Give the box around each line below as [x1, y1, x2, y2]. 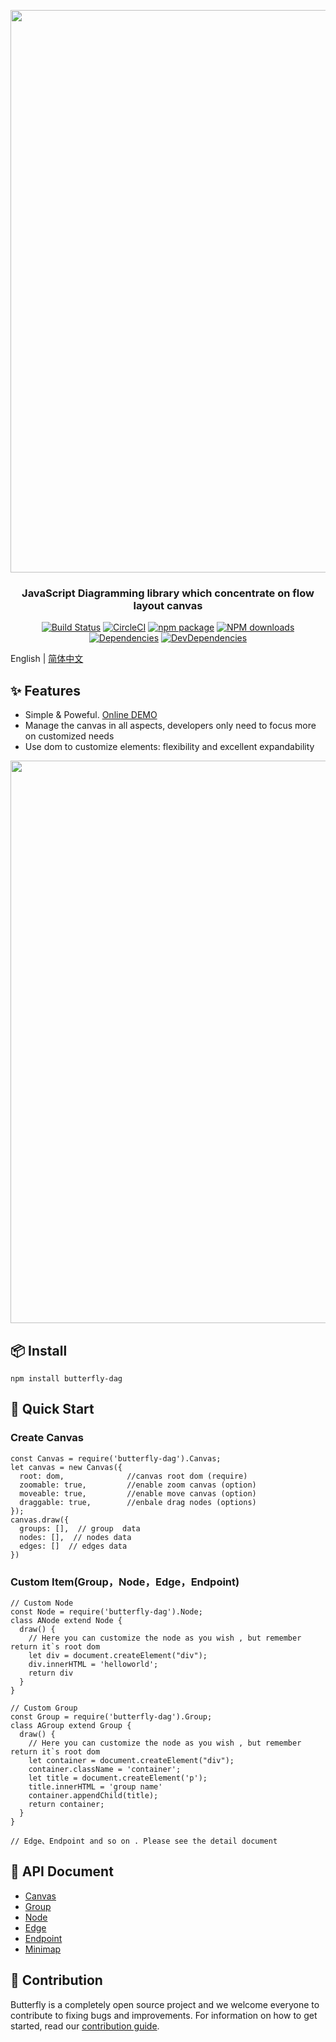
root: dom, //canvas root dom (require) [19, 1471, 248, 1481]
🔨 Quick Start [10, 1401, 95, 1418]
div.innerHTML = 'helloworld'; [28, 1659, 159, 1669]
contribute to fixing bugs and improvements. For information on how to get [10, 2009, 318, 2021]
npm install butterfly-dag [10, 1373, 123, 1384]
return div [28, 1668, 74, 1678]
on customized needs [24, 730, 115, 742]
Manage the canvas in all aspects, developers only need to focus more [24, 720, 317, 732]
